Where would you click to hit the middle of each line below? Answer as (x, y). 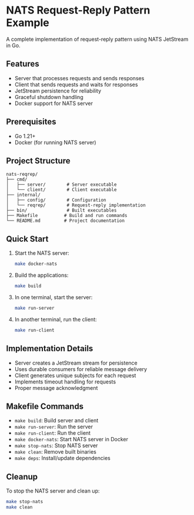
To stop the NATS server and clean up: (53, 491)
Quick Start (27, 239)
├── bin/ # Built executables (61, 211)
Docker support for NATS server (53, 103)
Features (23, 64)
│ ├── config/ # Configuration (56, 200)
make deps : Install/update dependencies (62, 458)
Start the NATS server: (42, 253)
